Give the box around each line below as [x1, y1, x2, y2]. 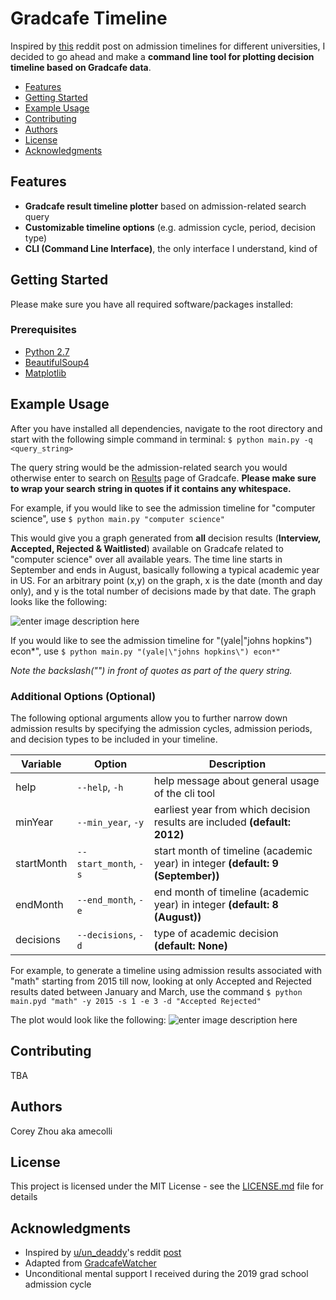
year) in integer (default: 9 [153, 856, 279, 870]
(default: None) [153, 938, 228, 952]
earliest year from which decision [153, 802, 311, 816]
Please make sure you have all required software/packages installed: [10, 298, 294, 310]
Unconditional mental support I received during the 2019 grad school [24, 1268, 309, 1280]
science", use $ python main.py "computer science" [10, 512, 225, 524]
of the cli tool [153, 786, 216, 800]
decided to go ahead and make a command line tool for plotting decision [10, 50, 315, 62]
